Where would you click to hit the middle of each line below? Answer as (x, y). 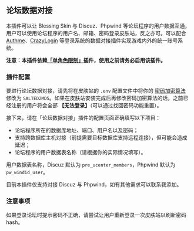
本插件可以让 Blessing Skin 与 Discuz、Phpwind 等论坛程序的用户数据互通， (98, 26)
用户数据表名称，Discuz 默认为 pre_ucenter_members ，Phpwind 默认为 (91, 165)
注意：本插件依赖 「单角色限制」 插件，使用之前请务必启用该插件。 (86, 60)
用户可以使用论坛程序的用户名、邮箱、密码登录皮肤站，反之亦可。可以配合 (96, 33)
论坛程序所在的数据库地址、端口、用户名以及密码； (76, 130)
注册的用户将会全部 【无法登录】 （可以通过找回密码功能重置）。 (86, 106)
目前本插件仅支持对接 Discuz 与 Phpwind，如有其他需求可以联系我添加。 (94, 185)
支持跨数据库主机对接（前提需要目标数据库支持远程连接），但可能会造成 (101, 138)
